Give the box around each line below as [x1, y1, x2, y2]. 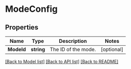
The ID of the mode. [49, 46, 96, 53]
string [30, 46, 45, 53]
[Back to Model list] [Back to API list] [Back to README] [5, 59, 119, 65]
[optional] [100, 46, 124, 53]
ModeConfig [5, 3, 58, 15]
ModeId [7, 46, 26, 53]
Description [58, 38, 87, 44]
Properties [5, 23, 39, 32]
